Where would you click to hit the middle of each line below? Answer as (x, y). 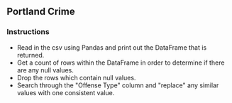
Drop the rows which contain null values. (76, 77)
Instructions (28, 32)
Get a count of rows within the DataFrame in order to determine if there (121, 63)
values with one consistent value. (66, 92)
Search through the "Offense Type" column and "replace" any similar (118, 85)
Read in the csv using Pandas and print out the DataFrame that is (112, 47)
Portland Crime (41, 12)
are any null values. (45, 70)
